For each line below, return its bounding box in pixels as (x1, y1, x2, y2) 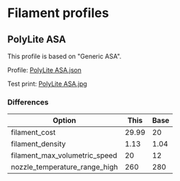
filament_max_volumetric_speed (11, 150, 118, 160)
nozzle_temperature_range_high (11, 162, 118, 172)
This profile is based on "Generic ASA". (7, 52, 122, 60)
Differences (7, 97, 49, 107)
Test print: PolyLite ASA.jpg (7, 79, 87, 88)
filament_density (11, 139, 66, 149)
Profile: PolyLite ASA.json (7, 66, 81, 74)
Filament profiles (7, 5, 109, 21)
